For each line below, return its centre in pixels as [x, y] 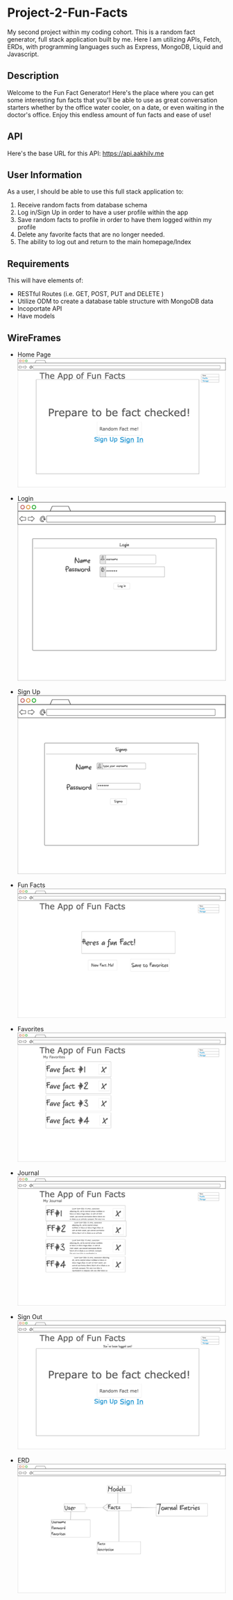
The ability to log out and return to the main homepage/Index [104, 242]
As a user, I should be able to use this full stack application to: [95, 191]
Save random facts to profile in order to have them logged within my [114, 220]
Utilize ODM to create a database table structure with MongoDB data [115, 301]
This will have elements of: [45, 281]
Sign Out [30, 1316]
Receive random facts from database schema [82, 205]
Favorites [31, 1029]
